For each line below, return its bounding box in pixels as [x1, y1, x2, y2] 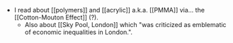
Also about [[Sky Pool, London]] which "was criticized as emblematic [24, 21, 227, 28]
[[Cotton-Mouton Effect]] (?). [13, 13, 99, 21]
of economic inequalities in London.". [24, 28, 133, 36]
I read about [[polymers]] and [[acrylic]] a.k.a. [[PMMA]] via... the [13, 6, 205, 14]
